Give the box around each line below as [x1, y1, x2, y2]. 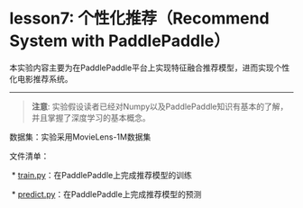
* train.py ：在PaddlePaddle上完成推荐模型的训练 [11, 169, 192, 180]
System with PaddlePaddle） [9, 31, 230, 51]
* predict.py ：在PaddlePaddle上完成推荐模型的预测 [11, 188, 202, 199]
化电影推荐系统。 [9, 73, 73, 84]
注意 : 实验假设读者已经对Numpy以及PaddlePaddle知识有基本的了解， [31, 101, 289, 112]
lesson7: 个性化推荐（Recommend [9, 8, 270, 29]
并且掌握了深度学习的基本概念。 [31, 112, 151, 122]
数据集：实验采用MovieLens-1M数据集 [9, 131, 151, 142]
